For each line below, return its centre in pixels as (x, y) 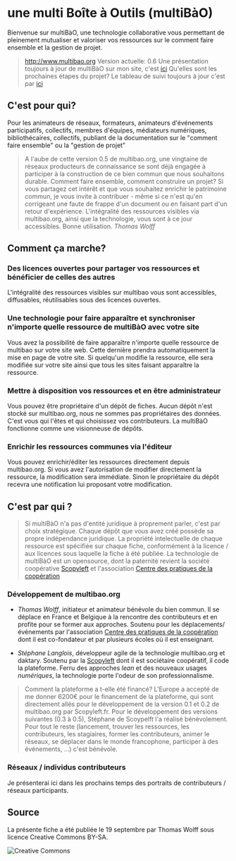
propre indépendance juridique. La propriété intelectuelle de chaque (124, 539)
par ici (34, 83)
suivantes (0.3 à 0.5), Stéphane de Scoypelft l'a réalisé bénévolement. (126, 719)
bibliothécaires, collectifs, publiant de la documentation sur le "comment (112, 137)
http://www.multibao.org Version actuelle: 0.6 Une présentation (117, 61)
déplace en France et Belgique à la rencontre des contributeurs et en (117, 617)
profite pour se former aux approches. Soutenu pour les (99, 624)
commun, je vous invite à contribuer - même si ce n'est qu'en (113, 196)
